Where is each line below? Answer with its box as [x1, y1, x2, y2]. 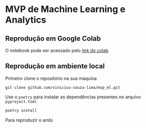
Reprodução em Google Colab [5, 34, 101, 43]
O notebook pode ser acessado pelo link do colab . [5, 48, 110, 53]
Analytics [5, 14, 46, 26]
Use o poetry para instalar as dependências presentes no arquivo [5, 94, 141, 100]
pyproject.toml [5, 99, 37, 104]
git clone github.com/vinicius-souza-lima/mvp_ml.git [5, 85, 121, 90]
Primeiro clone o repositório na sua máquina [5, 75, 97, 81]
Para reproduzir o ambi [5, 117, 53, 123]
